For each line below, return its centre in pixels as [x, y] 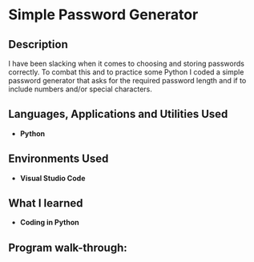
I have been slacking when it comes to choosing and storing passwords [126, 63]
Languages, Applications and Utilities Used [118, 114]
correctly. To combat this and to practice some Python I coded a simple [126, 72]
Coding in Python [49, 223]
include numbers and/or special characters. [80, 89]
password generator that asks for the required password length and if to [127, 81]
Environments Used [58, 159]
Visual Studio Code [52, 178]
